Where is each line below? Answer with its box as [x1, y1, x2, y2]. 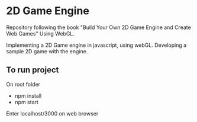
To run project [6, 65, 59, 75]
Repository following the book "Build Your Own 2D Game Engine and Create [6, 24, 191, 31]
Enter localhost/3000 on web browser [6, 110, 99, 117]
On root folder [6, 81, 40, 88]
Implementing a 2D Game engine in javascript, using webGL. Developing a [6, 41, 187, 49]
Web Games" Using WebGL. [6, 30, 75, 37]
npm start [14, 98, 38, 105]
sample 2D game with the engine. [6, 47, 88, 54]
